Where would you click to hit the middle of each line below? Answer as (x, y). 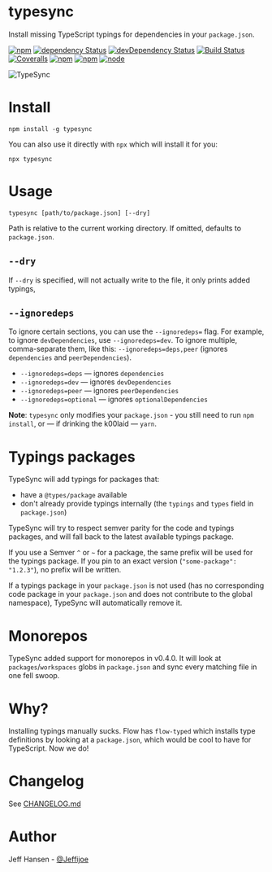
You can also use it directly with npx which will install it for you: (113, 144)
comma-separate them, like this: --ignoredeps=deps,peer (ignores (118, 349)
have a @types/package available (73, 495)
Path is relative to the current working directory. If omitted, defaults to (125, 228)
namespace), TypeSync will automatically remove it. (95, 603)
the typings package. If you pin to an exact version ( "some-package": (123, 561)
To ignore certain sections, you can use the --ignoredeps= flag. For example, (136, 331)
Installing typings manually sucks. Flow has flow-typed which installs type (132, 731)
